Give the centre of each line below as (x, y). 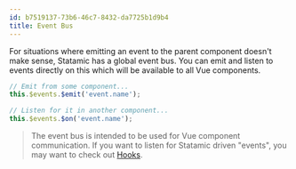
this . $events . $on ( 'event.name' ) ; (71, 119)
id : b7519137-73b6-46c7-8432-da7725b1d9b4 (89, 17)
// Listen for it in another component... (89, 111)
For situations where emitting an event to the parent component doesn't (141, 51)
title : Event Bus (41, 26)
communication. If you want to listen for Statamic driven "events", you (159, 145)
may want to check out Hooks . (87, 155)
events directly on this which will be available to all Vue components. (135, 70)
